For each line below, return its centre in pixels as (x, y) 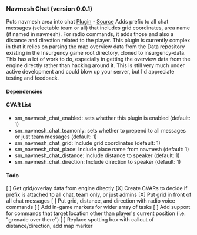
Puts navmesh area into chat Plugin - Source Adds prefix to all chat (87, 22)
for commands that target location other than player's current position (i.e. (96, 213)
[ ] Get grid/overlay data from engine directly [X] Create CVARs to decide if (97, 188)
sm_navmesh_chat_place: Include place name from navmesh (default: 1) (102, 150)
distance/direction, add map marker (49, 226)
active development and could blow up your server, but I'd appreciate (90, 72)
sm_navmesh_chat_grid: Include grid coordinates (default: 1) (87, 143)
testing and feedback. (33, 78)
